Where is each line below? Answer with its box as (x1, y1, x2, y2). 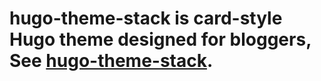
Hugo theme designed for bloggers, (9, 28, 312, 51)
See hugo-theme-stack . (9, 50, 214, 72)
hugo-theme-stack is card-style (9, 7, 283, 30)
